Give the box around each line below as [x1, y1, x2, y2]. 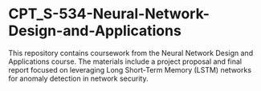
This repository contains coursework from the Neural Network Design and [8, 48, 254, 57]
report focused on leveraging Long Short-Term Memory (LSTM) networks [8, 65, 251, 74]
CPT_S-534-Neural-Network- [8, 5, 210, 23]
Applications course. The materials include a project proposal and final [8, 57, 243, 66]
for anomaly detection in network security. [8, 73, 149, 83]
